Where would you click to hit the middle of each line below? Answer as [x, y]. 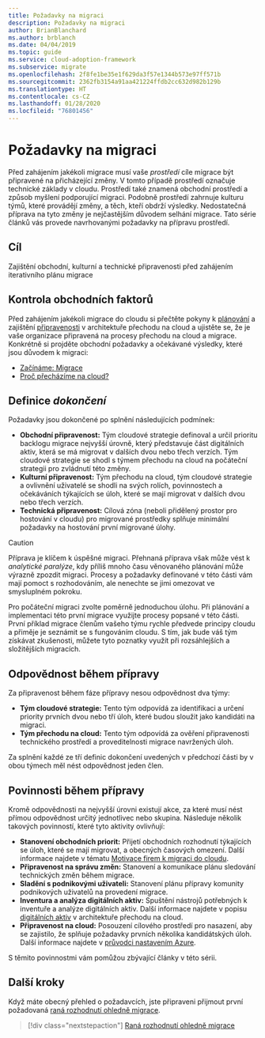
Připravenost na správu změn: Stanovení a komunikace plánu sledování [137, 867]
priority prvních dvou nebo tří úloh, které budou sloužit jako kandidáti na [137, 717]
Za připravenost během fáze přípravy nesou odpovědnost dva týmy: [119, 693]
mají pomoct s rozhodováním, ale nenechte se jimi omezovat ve [112, 583]
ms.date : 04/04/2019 [42, 45]
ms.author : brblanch [42, 38]
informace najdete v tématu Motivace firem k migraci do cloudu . [124, 858]
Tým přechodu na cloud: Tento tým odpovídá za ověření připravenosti [134, 734]
